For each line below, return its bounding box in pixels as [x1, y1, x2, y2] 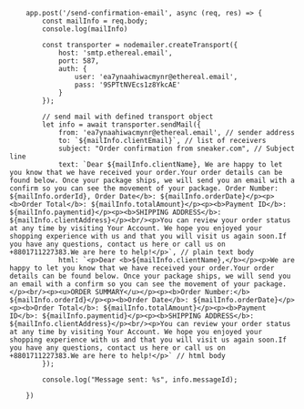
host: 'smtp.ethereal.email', [57, 48, 173, 57]
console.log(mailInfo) [42, 25, 128, 34]
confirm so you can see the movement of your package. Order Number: [9, 184, 279, 193]
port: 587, [57, 56, 100, 66]
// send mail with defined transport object [42, 112, 214, 121]
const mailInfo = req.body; [42, 16, 148, 26]
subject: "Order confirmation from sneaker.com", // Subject [57, 144, 296, 153]
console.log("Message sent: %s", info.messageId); [42, 375, 238, 384]
